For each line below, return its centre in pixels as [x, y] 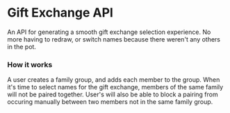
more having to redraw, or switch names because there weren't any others [114, 39]
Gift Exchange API [60, 13]
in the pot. [22, 46]
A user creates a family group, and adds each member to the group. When [114, 80]
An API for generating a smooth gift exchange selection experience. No [109, 32]
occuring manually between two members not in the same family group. [110, 102]
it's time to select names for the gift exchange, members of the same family [115, 87]
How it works [30, 64]
